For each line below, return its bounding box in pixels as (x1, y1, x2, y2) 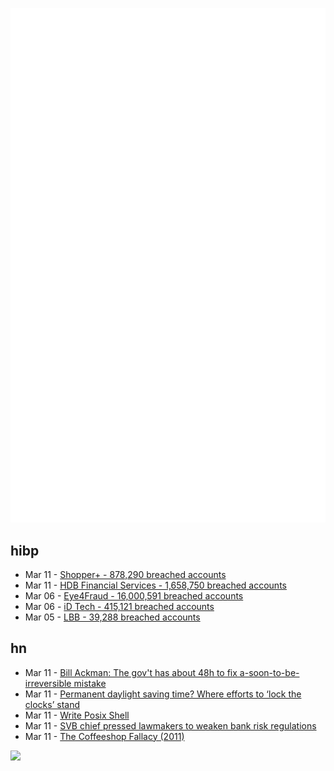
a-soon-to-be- (239, 666, 300, 678)
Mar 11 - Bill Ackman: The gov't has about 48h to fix (24, 666, 238, 678)
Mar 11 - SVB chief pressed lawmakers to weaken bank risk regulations (24, 719, 317, 732)
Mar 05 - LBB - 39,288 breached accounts (24, 611, 201, 623)
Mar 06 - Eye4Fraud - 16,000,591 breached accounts (24, 589, 244, 602)
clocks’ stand (24, 698, 80, 710)
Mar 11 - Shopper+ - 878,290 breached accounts (24, 568, 227, 580)
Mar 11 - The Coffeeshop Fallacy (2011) (24, 730, 185, 742)
